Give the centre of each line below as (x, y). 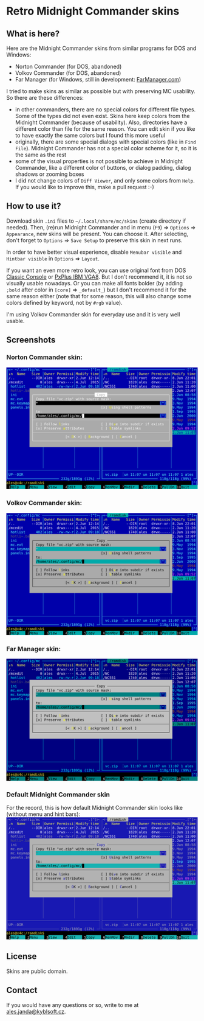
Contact (22, 990)
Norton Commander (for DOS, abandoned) (68, 66)
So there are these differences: (45, 98)
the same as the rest (41, 155)
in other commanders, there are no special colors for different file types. (105, 110)
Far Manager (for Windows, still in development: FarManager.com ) (98, 79)
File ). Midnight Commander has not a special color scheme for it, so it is (106, 148)
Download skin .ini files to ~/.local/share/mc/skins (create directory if (96, 221)
